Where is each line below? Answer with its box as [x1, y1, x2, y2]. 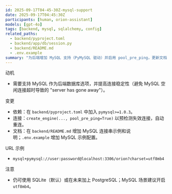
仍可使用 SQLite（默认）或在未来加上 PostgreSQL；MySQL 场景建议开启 [12, 177, 165, 183]
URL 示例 [5, 145, 25, 152]
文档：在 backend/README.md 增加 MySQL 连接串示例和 [12, 128, 126, 134]
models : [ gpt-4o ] [5, 21, 42, 27]
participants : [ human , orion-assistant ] [5, 17, 93, 22]
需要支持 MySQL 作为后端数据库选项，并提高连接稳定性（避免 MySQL [12, 80, 160, 87]
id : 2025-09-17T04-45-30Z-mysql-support [5, 7, 93, 13]
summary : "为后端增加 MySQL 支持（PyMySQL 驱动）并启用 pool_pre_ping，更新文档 [5, 55, 167, 60]
